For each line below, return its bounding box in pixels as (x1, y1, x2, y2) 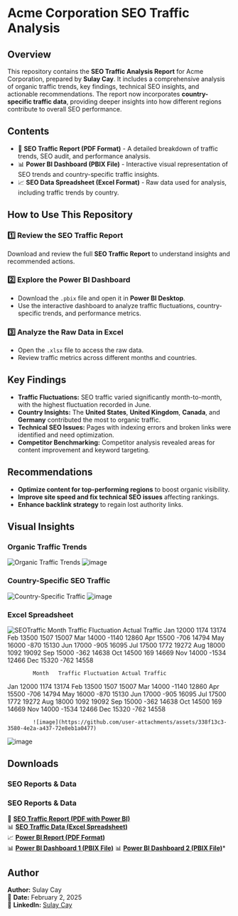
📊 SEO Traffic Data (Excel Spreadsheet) (7, 822, 128, 831)
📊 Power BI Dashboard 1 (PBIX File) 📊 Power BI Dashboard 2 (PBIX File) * (7, 844, 226, 852)
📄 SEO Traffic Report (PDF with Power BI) (7, 814, 131, 823)
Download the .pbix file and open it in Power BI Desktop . (17, 293, 186, 302)
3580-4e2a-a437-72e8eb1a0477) (7, 725, 97, 732)
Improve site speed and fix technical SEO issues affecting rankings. (17, 492, 219, 501)
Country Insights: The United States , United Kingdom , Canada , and (17, 408, 220, 416)
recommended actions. (7, 257, 75, 266)
